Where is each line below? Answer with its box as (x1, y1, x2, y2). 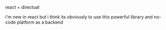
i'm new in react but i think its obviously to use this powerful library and (5, 14, 153, 19)
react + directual (5, 4, 40, 10)
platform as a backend (17, 19, 63, 25)
